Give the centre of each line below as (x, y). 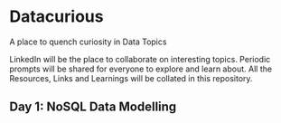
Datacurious (56, 17)
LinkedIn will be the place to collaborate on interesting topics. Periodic (140, 59)
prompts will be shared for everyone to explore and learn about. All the (141, 69)
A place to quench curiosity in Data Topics (88, 42)
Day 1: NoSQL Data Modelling (93, 107)
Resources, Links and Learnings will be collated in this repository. (131, 78)
